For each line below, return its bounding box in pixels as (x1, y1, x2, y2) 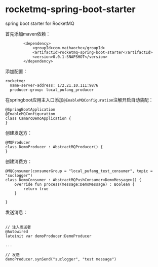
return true (23, 186, 49, 191)
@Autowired (5, 229, 28, 234)
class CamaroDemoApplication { (5, 116, 71, 121)
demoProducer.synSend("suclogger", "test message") (5, 256, 116, 262)
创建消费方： (5, 158, 32, 164)
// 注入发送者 (5, 224, 31, 229)
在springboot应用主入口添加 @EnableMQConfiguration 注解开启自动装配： (5, 96, 153, 103)
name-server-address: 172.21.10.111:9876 (10, 83, 99, 88)
